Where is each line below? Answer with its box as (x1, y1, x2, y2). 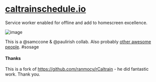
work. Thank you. (5, 71, 41, 77)
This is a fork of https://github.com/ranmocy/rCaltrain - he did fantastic (5, 66, 149, 72)
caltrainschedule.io (5, 3, 86, 15)
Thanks (5, 55, 21, 61)
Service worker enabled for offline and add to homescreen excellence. (5, 20, 148, 26)
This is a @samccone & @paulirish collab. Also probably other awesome (5, 38, 151, 45)
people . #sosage (5, 44, 39, 50)
